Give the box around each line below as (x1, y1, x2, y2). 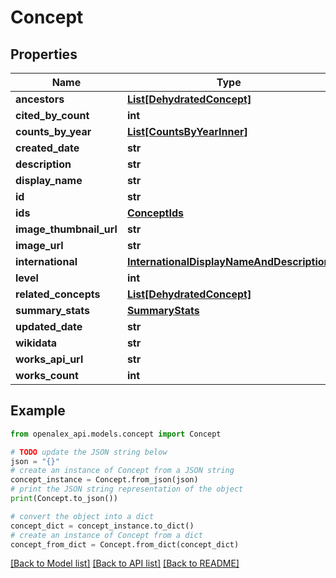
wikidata (15, 336, 58, 350)
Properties (10, 46, 78, 63)
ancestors (15, 92, 65, 106)
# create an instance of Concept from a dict (10, 530, 203, 540)
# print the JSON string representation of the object (10, 484, 244, 495)
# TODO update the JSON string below (10, 447, 168, 457)
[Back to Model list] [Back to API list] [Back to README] (10, 557, 240, 570)
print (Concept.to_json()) (10, 494, 118, 504)
